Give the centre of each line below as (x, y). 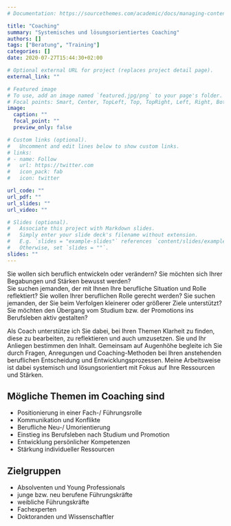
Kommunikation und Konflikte (59, 420)
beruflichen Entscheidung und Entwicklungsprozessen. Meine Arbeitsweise (114, 360)
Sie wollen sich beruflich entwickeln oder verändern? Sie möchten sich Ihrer (115, 274)
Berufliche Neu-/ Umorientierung (64, 428)
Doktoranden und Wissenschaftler (66, 517)
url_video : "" (27, 210)
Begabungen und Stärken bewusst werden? (69, 281)
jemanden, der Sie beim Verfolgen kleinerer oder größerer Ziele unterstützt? (114, 303)
